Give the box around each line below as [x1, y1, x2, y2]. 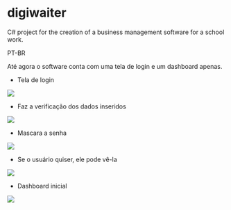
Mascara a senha [17, 129, 67, 137]
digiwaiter [7, 5, 67, 21]
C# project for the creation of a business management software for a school [7, 28, 225, 36]
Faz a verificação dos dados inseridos [17, 102, 126, 111]
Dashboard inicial [17, 181, 67, 190]
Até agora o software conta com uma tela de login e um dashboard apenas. [7, 62, 223, 70]
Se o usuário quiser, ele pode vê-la [17, 155, 118, 163]
